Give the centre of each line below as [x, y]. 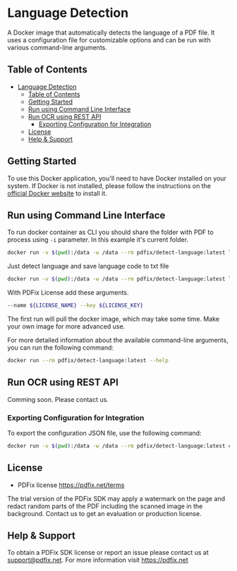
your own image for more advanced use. [66, 326]
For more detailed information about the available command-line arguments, [118, 340]
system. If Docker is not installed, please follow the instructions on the [109, 185]
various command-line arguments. [57, 47]
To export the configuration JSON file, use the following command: [104, 433]
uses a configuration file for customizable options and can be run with [109, 39]
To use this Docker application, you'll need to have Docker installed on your [117, 178]
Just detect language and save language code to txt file [88, 266]
